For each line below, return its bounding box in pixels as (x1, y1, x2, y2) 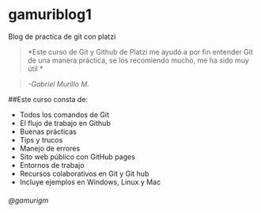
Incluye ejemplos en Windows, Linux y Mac (19, 177, 161, 187)
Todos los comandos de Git (19, 109, 109, 120)
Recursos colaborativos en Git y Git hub (19, 169, 149, 178)
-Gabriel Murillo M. (27, 79, 89, 89)
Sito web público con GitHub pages (19, 152, 136, 162)
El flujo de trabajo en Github (19, 118, 111, 127)
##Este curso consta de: (8, 94, 89, 104)
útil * (27, 63, 43, 73)
